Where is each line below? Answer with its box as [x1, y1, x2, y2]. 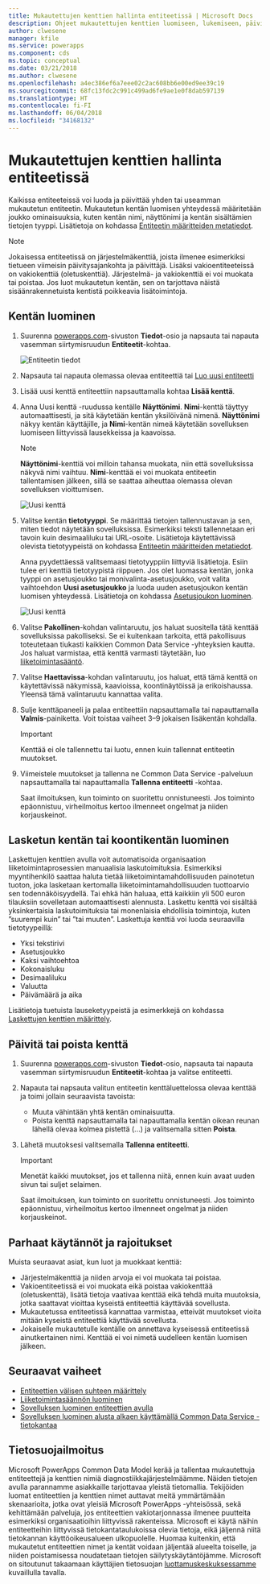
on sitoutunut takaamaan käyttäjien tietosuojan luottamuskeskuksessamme [8, 1559, 257, 1569]
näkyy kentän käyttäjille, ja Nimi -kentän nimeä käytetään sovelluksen [19, 419, 249, 428]
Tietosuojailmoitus [8, 1443, 104, 1458]
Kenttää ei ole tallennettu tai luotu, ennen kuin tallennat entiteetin [19, 744, 235, 754]
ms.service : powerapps [8, 42, 84, 50]
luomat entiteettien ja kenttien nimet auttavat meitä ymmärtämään [8, 1491, 226, 1500]
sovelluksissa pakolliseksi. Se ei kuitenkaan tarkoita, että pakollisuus [19, 631, 247, 640]
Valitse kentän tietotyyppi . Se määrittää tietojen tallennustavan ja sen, [19, 515, 252, 525]
